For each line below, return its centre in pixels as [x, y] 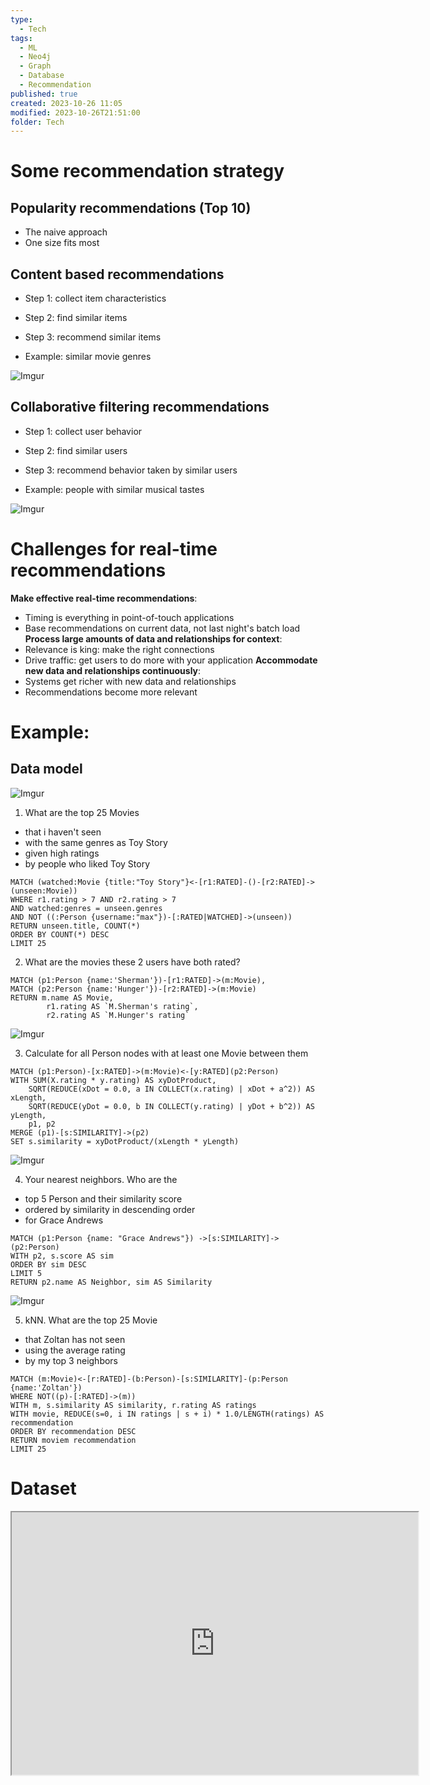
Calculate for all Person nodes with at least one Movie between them [166, 1053]
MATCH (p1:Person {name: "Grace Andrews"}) [102, 1238]
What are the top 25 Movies [82, 812]
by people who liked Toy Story [87, 863]
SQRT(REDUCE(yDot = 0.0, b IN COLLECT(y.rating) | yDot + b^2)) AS [171, 1106]
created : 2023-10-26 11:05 [66, 103]
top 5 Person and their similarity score [103, 1198]
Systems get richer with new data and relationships [130, 681]
